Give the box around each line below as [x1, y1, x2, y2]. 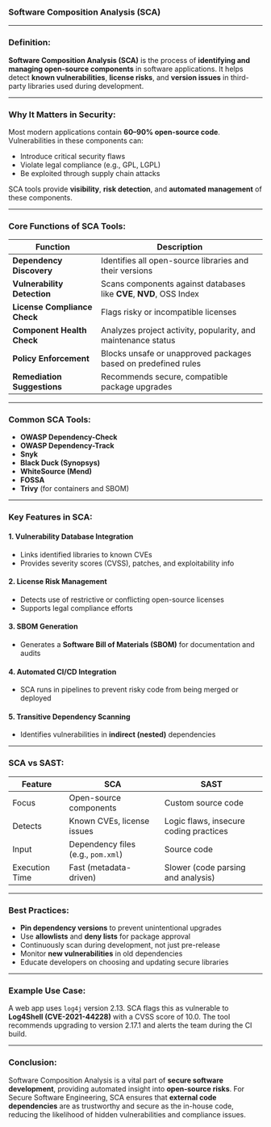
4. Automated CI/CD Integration [8, 667, 117, 676]
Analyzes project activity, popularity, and [100, 325, 256, 336]
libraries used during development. [27, 81, 144, 90]
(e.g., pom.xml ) [69, 848, 123, 860]
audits [19, 649, 41, 658]
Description [156, 242, 203, 253]
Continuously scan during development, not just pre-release [19, 940, 220, 950]
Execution [12, 861, 51, 873]
